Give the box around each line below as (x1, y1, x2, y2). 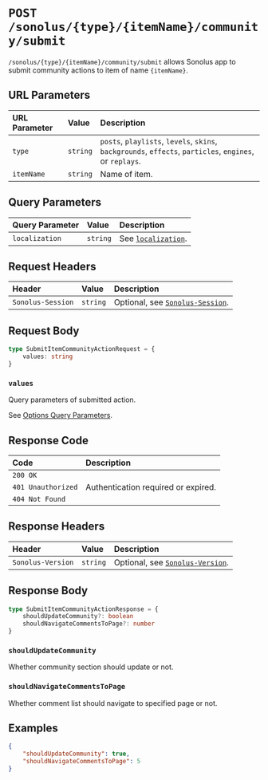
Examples (8, 722, 58, 735)
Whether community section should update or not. (8, 662, 174, 672)
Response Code (8, 433, 89, 447)
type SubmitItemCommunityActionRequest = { (8, 345, 156, 353)
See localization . (119, 233, 187, 244)
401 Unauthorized (12, 483, 78, 491)
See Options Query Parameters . (8, 411, 113, 420)
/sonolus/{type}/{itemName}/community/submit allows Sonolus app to (8, 57, 237, 66)
